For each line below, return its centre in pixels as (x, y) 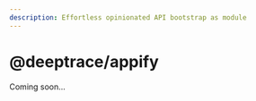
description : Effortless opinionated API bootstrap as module (128, 17)
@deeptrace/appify (84, 61)
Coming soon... (37, 87)
